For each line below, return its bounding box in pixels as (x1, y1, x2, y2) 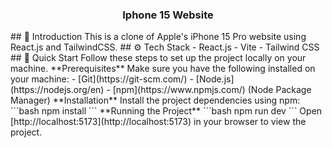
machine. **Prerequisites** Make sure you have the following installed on (10, 63, 316, 75)
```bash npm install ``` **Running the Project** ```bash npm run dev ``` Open (10, 105, 323, 117)
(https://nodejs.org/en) (10, 84, 105, 96)
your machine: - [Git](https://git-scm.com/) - (10, 73, 194, 85)
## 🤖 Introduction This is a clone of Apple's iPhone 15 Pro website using (10, 31, 307, 43)
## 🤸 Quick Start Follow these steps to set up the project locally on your (10, 52, 307, 64)
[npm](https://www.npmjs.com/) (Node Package (112, 84, 312, 96)
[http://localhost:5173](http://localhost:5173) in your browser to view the (10, 116, 307, 128)
